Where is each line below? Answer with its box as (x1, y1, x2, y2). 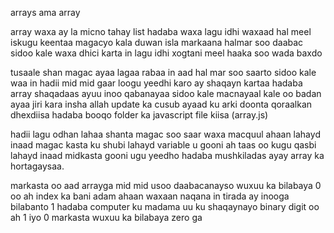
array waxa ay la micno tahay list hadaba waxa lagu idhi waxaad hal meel (10, 26, 312, 37)
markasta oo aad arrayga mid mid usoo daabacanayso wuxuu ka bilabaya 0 (10, 180, 322, 191)
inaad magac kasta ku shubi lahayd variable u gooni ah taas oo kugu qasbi (10, 139, 317, 151)
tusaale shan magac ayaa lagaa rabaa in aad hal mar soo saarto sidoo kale (10, 67, 317, 78)
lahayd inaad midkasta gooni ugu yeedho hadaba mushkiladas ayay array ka (10, 150, 325, 161)
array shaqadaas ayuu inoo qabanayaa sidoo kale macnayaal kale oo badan (10, 88, 322, 99)
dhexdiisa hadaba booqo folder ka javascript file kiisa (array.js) (10, 109, 269, 121)
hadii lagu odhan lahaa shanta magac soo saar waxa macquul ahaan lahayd (10, 128, 321, 140)
